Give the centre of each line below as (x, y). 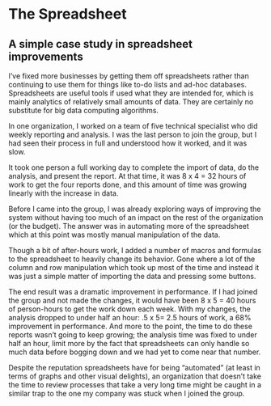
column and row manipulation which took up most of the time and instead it (134, 267)
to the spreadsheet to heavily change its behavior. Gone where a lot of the (132, 259)
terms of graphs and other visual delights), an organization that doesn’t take (135, 376)
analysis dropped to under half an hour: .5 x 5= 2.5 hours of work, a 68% (130, 317)
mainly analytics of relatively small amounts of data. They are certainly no (131, 101)
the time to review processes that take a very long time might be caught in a (135, 385)
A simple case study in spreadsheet (100, 44)
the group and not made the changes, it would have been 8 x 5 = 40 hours (132, 300)
